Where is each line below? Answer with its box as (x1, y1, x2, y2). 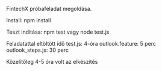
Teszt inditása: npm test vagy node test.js (6, 28, 110, 35)
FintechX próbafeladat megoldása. (6, 5, 92, 12)
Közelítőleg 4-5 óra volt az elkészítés (6, 58, 98, 65)
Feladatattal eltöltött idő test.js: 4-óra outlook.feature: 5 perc (6, 40, 157, 47)
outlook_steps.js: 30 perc (6, 46, 69, 54)
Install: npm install (6, 17, 51, 23)
